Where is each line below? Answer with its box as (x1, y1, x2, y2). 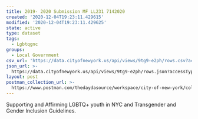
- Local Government (11, 52, 60, 58)
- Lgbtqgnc (11, 42, 38, 47)
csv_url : (6, 57, 28, 63)
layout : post (6, 74, 38, 80)
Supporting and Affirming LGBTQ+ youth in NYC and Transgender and (6, 101, 177, 108)
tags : (6, 36, 19, 42)
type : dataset (6, 30, 41, 36)
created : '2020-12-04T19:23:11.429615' (6, 14, 104, 20)
